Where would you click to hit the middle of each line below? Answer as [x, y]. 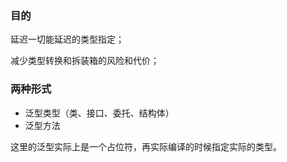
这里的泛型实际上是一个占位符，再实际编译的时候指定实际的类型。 [146, 146]
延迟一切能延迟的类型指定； [67, 39]
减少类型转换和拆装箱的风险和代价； [85, 61]
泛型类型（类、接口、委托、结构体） [99, 113]
